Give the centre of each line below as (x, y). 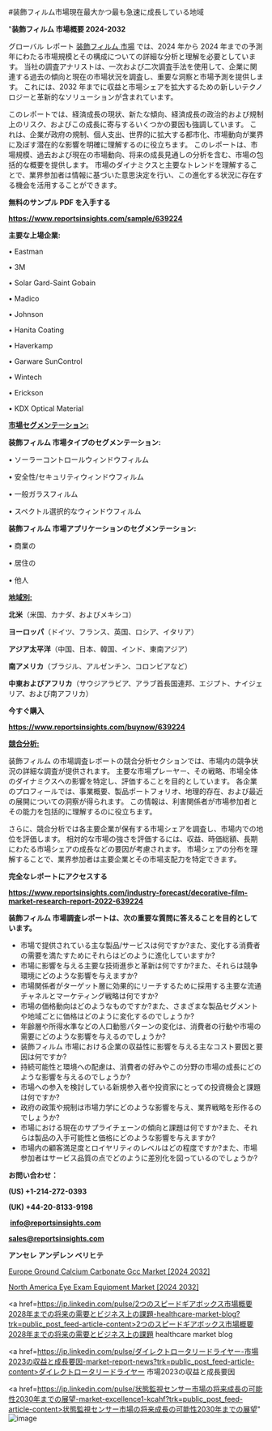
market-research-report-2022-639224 (76, 901)
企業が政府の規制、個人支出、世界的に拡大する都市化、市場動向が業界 (147, 135)
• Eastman (26, 251)
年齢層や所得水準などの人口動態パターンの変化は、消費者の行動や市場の (140, 1026)
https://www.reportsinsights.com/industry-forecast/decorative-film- (128, 893)
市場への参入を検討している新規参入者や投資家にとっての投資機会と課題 (140, 1087)
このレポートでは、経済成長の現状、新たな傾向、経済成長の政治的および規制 (136, 114)
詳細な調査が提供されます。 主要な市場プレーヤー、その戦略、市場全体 (140, 771)
